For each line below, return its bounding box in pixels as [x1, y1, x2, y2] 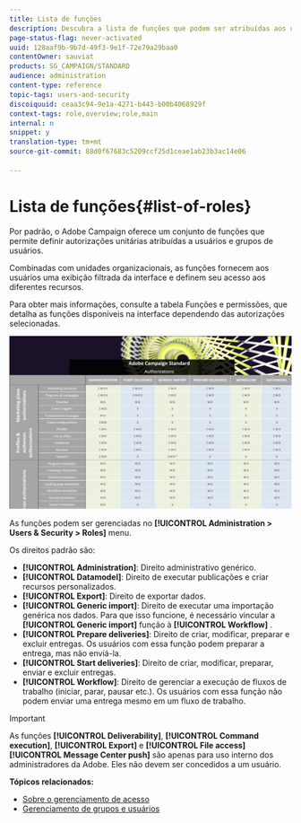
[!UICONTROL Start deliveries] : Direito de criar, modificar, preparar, [21, 658, 274, 669]
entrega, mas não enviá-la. [21, 648, 122, 659]
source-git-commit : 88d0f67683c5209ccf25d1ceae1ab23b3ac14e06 [9, 147, 246, 156]
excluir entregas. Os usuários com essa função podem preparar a [21, 638, 265, 650]
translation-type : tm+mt [9, 137, 102, 147]
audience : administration [9, 72, 106, 81]
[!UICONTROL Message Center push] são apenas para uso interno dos [9, 749, 274, 760]
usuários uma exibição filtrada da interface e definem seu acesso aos [9, 272, 266, 283]
